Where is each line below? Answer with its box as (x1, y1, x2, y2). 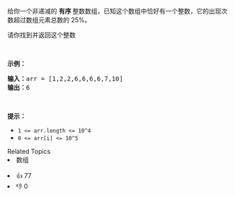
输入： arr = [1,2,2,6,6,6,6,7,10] (7, 75, 124, 83)
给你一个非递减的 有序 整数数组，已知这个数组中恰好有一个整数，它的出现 (7, 7, 222, 15)
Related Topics (7, 148, 51, 155)
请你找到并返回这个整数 (7, 31, 76, 39)
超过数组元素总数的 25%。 (13, 16, 91, 24)
